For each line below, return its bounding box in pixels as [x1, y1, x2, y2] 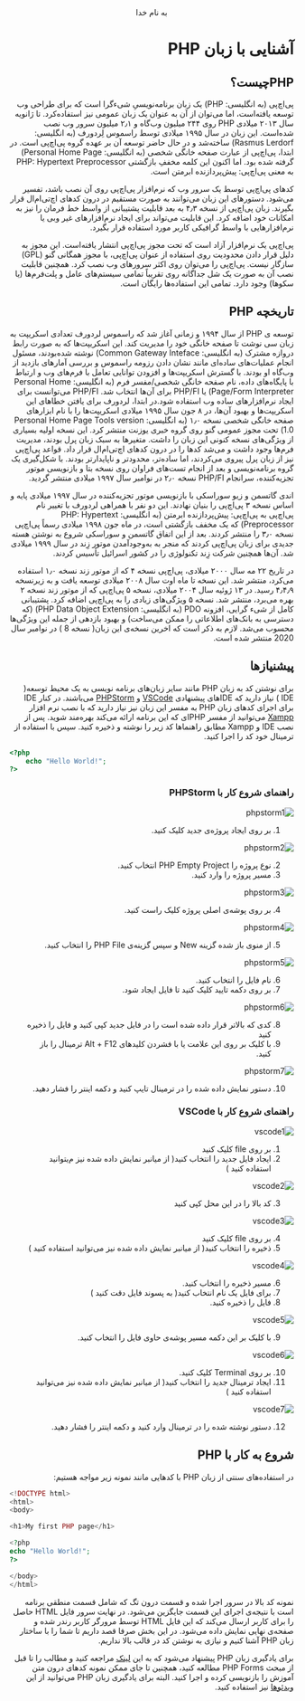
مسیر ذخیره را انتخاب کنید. [181, 1278, 272, 1288]
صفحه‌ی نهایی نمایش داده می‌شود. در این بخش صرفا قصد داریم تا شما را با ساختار [19, 1625, 294, 1636]
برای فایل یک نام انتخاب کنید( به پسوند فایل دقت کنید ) [89, 1287, 272, 1297]
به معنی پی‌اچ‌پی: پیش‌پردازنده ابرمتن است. [150, 166, 294, 176]
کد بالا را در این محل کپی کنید [174, 1197, 272, 1209]
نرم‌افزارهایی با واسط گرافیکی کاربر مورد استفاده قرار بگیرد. [89, 222, 294, 233]
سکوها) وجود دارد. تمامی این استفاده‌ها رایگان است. [120, 278, 294, 289]
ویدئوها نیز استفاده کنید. [215, 1681, 294, 1692]
